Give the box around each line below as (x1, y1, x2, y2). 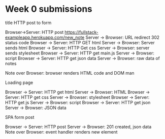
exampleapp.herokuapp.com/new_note (5, 34, 85, 40)
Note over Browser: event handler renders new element (5, 129, 118, 135)
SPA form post (5, 114, 34, 120)
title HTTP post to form (5, 20, 52, 26)
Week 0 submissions (5, 3, 93, 15)
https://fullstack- (65, 29, 99, 35)
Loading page (5, 80, 33, 85)
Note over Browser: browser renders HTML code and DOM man (5, 70, 134, 76)
